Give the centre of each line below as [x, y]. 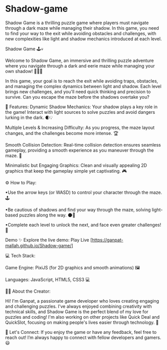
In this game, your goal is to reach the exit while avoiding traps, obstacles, [82, 81]
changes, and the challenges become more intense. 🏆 [62, 133]
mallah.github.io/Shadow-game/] [39, 245]
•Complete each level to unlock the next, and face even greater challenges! [83, 225]
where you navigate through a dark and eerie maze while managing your [80, 65]
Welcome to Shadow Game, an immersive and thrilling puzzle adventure [79, 60]
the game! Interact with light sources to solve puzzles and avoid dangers [80, 112]
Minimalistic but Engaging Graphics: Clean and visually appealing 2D [76, 165]
